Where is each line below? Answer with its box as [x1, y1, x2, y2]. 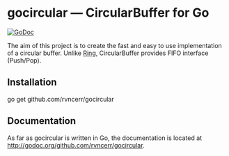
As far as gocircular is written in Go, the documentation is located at [7, 134, 203, 142]
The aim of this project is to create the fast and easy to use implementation [7, 41, 223, 49]
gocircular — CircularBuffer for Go [7, 5, 210, 21]
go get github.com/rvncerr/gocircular [7, 95, 114, 103]
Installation [7, 77, 57, 88]
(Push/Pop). [7, 56, 42, 64]
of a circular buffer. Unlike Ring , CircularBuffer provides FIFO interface [7, 49, 209, 57]
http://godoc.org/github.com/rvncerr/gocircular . [7, 141, 145, 149]
